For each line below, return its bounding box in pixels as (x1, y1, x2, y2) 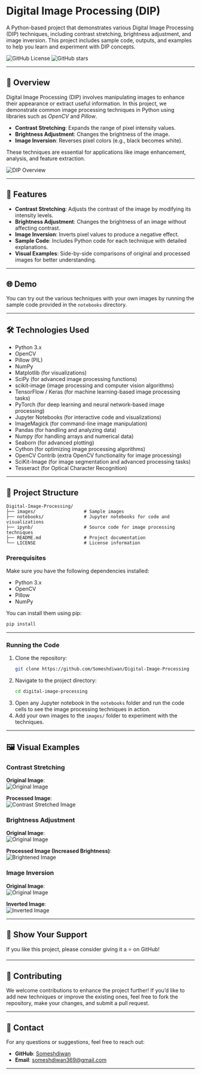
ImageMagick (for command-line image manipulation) (14, 420, 148, 427)
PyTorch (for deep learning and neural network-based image (14, 401, 165, 408)
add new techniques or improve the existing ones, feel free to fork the (6, 993, 178, 1000)
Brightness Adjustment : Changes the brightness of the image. (14, 130, 170, 138)
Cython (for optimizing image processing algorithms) (14, 446, 145, 453)
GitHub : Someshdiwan (14, 1050, 71, 1057)
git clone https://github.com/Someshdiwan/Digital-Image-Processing (14, 666, 190, 672)
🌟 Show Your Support (6, 929, 88, 940)
